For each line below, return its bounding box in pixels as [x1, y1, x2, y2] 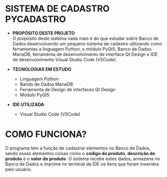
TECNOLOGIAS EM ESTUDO [12, 66, 71, 72]
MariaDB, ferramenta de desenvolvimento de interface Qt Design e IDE [12, 51, 158, 57]
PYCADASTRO [5, 13, 66, 25]
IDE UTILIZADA [12, 101, 44, 107]
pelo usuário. [5, 166, 32, 172]
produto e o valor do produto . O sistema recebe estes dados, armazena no [5, 156, 161, 162]
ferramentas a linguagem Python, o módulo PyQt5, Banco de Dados [12, 46, 152, 52]
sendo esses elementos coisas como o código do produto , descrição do [5, 150, 156, 156]
